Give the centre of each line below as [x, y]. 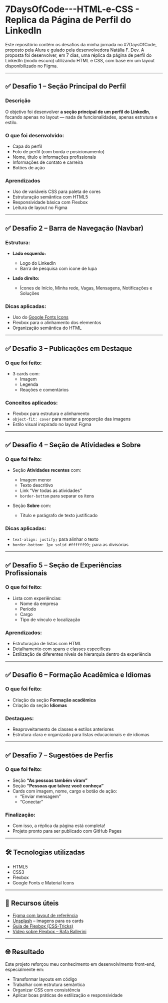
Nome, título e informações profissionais [54, 157]
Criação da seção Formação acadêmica [54, 700]
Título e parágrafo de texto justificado [59, 515]
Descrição [18, 101]
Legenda [29, 384]
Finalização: [20, 815]
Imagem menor [35, 480]
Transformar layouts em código [45, 979]
